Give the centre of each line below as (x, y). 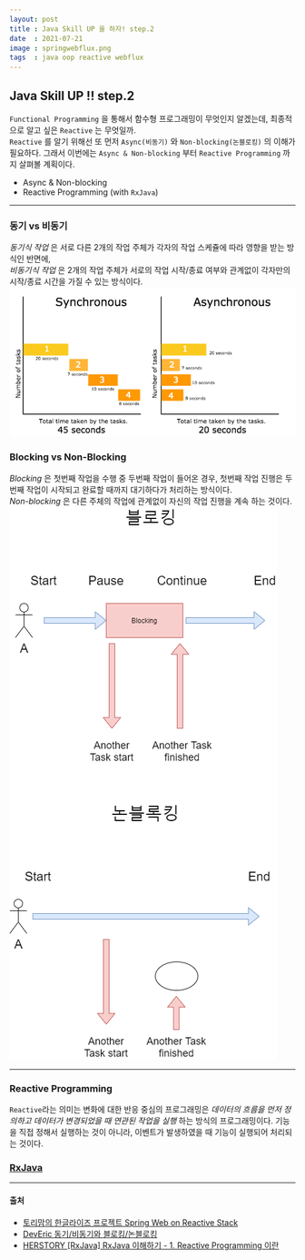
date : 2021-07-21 (46, 38)
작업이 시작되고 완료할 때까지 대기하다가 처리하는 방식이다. (129, 489)
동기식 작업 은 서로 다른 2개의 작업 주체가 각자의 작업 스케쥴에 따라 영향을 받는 (147, 248)
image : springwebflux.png (60, 48)
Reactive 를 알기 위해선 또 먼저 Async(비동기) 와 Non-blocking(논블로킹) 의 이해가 (152, 141)
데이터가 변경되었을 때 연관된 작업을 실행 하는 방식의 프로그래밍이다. (153, 1121)
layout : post (34, 19)
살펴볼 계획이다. (47, 164)
